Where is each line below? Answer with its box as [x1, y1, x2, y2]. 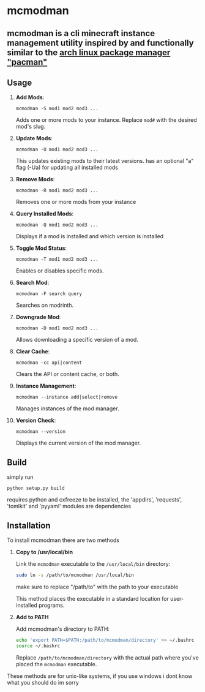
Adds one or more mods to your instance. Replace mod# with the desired [15, 116, 198, 124]
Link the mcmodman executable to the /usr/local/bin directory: [15, 560, 171, 568]
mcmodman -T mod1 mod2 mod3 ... [15, 257, 99, 263]
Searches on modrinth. [15, 301, 74, 309]
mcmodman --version [15, 429, 66, 435]
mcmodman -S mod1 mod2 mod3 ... [15, 105, 99, 112]
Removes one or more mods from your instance [15, 198, 136, 206]
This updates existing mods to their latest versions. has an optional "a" [15, 157, 194, 165]
